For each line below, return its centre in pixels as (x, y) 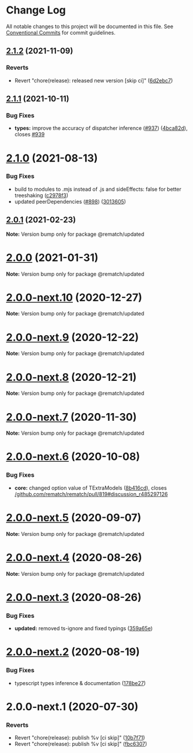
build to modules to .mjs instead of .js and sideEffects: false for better (98, 189)
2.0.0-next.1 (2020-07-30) (72, 706)
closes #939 (29, 135)
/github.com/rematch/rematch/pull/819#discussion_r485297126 (91, 494)
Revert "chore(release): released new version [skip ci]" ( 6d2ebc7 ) (94, 80)
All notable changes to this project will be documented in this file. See (90, 26)
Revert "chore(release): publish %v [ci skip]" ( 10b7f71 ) (80, 738)
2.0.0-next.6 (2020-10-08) (73, 457)
